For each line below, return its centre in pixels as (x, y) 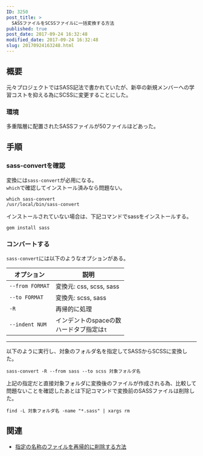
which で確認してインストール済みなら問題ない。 (66, 187)
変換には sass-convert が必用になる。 (52, 180)
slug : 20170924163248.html (40, 46)
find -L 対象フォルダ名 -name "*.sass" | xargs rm (68, 411)
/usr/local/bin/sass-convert (43, 204)
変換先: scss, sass (81, 298)
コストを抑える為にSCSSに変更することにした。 (71, 95)
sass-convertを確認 (36, 165)
